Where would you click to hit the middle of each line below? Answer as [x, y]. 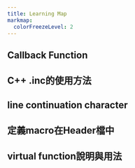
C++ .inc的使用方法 [50, 81]
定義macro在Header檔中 [61, 130]
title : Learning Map [37, 14]
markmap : [20, 20]
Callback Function [48, 55]
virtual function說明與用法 [65, 156]
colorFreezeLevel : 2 [43, 27]
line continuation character [67, 105]
